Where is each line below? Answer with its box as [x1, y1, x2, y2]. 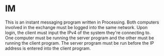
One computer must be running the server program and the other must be [5, 35, 154, 41]
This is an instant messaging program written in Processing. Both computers [5, 19, 159, 25]
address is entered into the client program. [5, 45, 91, 51]
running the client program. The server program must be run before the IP [5, 40, 154, 46]
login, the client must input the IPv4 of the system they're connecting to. [5, 29, 151, 35]
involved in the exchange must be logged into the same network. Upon [5, 24, 148, 30]
